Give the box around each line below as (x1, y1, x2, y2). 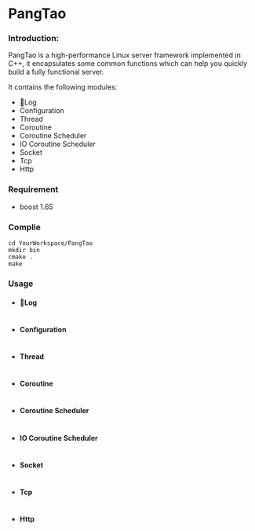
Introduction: (8, 33, 60, 44)
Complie (8, 222, 41, 233)
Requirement (8, 184, 59, 195)
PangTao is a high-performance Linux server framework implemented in (8, 50, 241, 60)
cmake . (8, 253, 34, 262)
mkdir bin (8, 247, 41, 255)
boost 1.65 (19, 202, 53, 211)
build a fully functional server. (8, 68, 104, 77)
